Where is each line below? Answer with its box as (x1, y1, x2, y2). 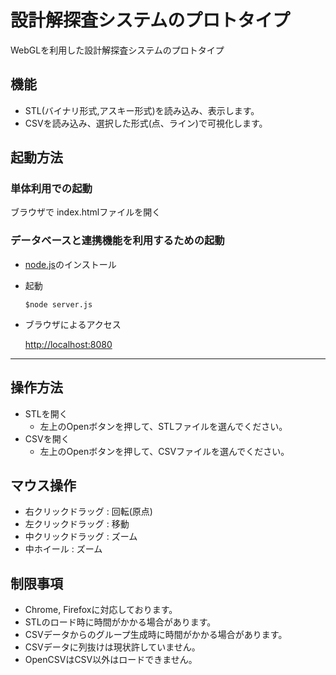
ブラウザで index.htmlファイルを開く (10, 206, 162, 218)
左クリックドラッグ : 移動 (24, 518, 130, 530)
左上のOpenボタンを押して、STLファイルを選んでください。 (39, 420, 288, 432)
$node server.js (24, 299, 93, 310)
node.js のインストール (24, 258, 117, 270)
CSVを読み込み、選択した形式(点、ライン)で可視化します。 (24, 117, 268, 129)
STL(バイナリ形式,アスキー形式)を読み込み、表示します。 (24, 104, 260, 116)
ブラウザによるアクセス (24, 318, 122, 330)
